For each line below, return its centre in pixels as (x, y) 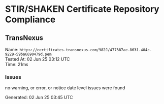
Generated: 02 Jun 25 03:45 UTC (39, 98)
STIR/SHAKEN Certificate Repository (82, 9)
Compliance (30, 19)
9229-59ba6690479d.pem (28, 54)
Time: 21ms (17, 64)
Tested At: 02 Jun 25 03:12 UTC (38, 59)
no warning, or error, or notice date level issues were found (65, 88)
